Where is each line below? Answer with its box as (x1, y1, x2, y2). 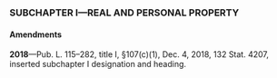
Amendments (9, 29, 62, 40)
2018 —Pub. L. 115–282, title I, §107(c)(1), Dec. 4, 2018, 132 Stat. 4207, (9, 49, 270, 60)
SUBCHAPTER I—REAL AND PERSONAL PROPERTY (9, 6, 240, 19)
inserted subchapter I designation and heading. (9, 59, 187, 70)
